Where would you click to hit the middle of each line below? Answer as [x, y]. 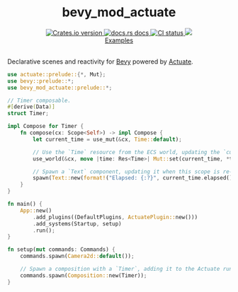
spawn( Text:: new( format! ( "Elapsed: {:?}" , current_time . [118, 178]
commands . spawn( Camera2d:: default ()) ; [77, 256]
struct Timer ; [28, 114]
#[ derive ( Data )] [31, 107]
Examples [119, 40]
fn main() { [25, 204]
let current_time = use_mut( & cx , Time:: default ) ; [107, 139]
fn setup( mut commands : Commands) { [61, 250]
